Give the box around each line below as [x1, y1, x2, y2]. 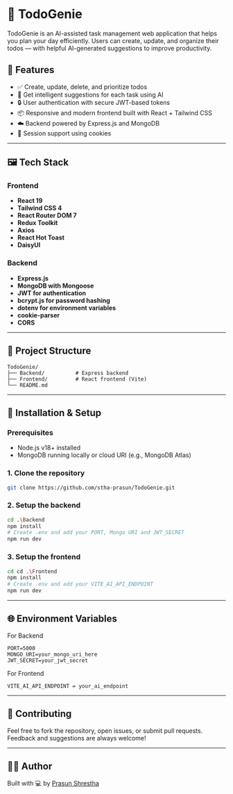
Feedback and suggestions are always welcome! [7, 734, 146, 742]
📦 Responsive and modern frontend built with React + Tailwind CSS [17, 108, 213, 117]
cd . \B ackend [7, 516, 45, 523]
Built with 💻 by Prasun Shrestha [7, 779, 99, 788]
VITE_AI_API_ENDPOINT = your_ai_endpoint [7, 682, 129, 690]
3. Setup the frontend [7, 552, 81, 562]
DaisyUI [17, 241, 41, 249]
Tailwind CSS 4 [17, 204, 62, 213]
